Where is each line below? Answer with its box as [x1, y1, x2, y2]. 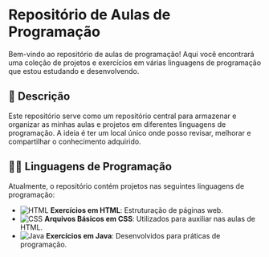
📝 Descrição [8, 90, 71, 104]
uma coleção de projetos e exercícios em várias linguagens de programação [8, 58, 262, 67]
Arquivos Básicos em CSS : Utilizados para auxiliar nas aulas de [43, 214, 255, 223]
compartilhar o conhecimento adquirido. [8, 137, 142, 146]
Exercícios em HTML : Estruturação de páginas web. [50, 205, 223, 214]
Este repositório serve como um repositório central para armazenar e [8, 111, 237, 120]
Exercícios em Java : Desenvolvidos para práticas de [46, 230, 221, 240]
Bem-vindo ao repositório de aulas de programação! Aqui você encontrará [8, 49, 255, 59]
